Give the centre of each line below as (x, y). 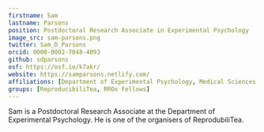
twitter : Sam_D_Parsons (47, 45)
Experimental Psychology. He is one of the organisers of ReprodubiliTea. (126, 120)
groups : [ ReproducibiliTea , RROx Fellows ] (79, 89)
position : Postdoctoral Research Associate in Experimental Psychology (128, 30)
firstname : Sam (33, 15)
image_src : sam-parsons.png (55, 38)
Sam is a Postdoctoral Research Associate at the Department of (112, 111)
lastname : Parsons (38, 23)
